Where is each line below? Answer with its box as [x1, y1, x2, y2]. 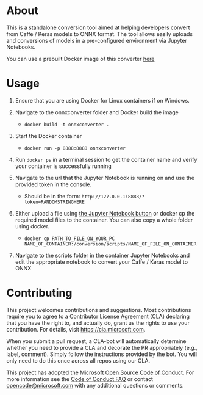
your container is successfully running [15, 162, 112, 170]
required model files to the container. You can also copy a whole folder [15, 216, 193, 223]
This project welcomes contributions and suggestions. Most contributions [6, 306, 191, 313]
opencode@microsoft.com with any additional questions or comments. [6, 382, 184, 389]
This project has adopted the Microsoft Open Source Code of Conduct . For [6, 369, 194, 376]
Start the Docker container [15, 132, 82, 139]
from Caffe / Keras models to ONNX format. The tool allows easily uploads [6, 30, 193, 37]
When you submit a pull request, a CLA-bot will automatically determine [6, 337, 187, 345]
